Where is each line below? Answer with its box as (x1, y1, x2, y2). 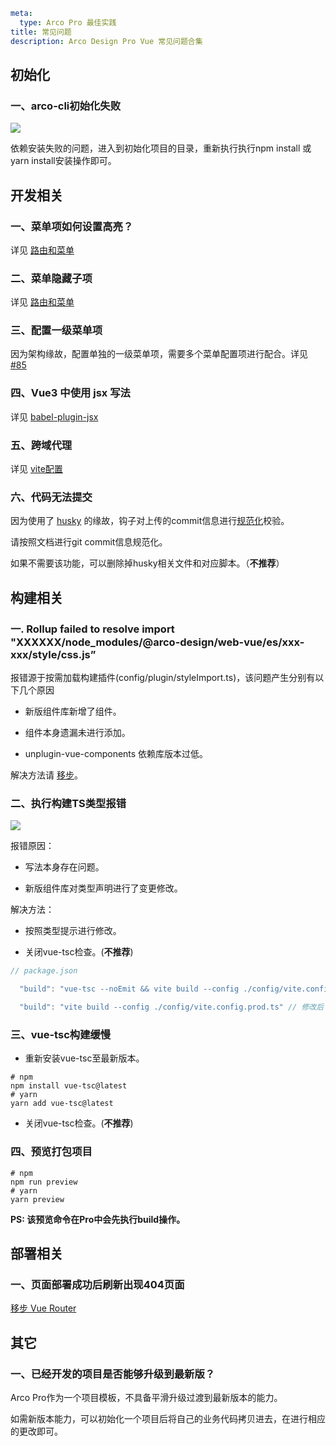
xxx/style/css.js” (10, 647, 97, 661)
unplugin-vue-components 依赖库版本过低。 (24, 748, 209, 760)
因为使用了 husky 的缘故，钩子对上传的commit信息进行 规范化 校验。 (10, 515, 290, 527)
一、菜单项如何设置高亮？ (10, 219, 134, 233)
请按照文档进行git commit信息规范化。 (10, 536, 168, 548)
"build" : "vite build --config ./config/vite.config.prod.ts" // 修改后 (19, 1002, 325, 1013)
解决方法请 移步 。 (10, 769, 83, 781)
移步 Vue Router (10, 1302, 77, 1314)
